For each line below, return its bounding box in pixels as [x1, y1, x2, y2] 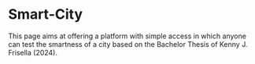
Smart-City [8, 5, 83, 23]
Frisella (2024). [8, 48, 57, 57]
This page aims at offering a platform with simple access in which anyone [8, 31, 246, 41]
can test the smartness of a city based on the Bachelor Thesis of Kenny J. [8, 39, 248, 48]
